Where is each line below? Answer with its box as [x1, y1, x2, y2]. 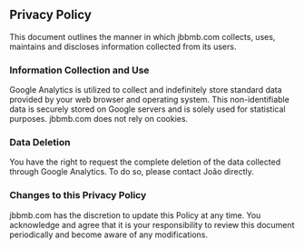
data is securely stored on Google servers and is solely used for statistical [9, 104, 286, 115]
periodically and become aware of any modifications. [9, 229, 209, 240]
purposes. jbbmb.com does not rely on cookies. [9, 114, 189, 124]
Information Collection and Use [9, 64, 150, 76]
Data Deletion [9, 136, 71, 149]
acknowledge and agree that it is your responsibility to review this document [9, 219, 295, 230]
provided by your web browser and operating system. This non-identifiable [9, 95, 290, 105]
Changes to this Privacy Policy [9, 189, 147, 202]
